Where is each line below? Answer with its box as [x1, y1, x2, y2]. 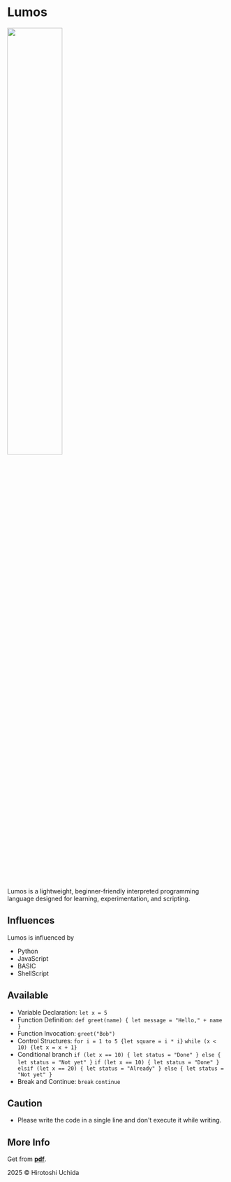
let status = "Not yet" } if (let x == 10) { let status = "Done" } [17, 1059, 220, 1066]
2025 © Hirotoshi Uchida [7, 1169, 80, 1177]
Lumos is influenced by [7, 933, 75, 942]
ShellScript [17, 969, 49, 978]
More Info [7, 1136, 50, 1148]
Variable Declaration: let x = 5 [17, 1008, 108, 1016]
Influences [7, 915, 55, 926]
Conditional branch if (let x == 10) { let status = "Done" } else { [17, 1050, 221, 1058]
